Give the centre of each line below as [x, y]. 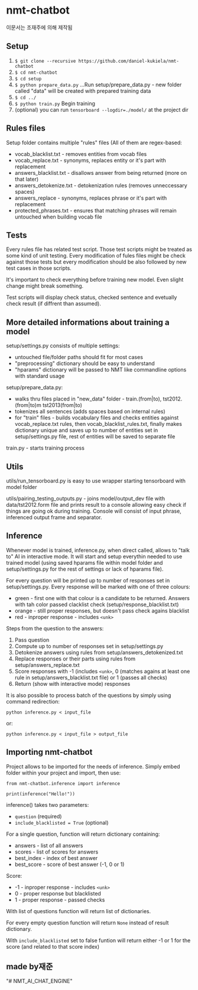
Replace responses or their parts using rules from [75, 659]
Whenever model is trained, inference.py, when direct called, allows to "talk [98, 550]
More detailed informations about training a [88, 322]
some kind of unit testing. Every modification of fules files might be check [96, 256]
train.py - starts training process [45, 448]
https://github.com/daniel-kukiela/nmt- [129, 61]
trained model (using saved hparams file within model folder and [85, 562]
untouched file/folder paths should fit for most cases [79, 357]
